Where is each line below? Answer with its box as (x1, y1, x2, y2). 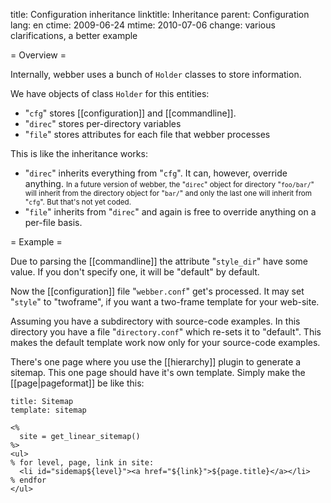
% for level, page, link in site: (10, 458, 155, 468)
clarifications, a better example (10, 30, 138, 41)
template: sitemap (10, 405, 87, 415)
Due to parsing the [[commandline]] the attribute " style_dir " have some (10, 255, 308, 267)
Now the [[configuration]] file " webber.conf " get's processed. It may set (10, 285, 305, 297)
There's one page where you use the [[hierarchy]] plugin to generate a (10, 356, 302, 368)
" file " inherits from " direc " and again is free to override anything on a (24, 206, 317, 218)
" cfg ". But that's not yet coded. (24, 197, 132, 207)
